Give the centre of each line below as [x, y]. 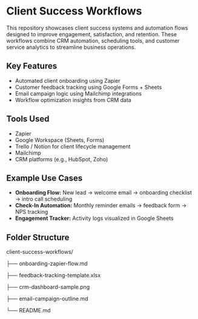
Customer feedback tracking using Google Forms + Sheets [88, 87]
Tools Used [28, 119]
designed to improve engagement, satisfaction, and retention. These [92, 34]
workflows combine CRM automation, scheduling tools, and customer [93, 40]
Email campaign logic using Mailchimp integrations [78, 93]
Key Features [32, 66]
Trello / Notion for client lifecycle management [73, 146]
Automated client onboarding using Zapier [68, 80]
